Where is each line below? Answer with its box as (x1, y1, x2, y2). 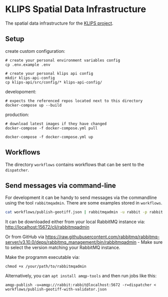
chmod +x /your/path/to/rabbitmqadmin (5, 264, 87, 269)
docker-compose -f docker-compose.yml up (5, 134, 94, 139)
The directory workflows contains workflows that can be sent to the (5, 161, 144, 167)
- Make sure (137, 239, 163, 245)
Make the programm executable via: (5, 254, 80, 260)
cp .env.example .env (5, 62, 51, 67)
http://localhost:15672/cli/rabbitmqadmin (5, 224, 90, 230)
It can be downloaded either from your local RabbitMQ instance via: (5, 219, 145, 225)
